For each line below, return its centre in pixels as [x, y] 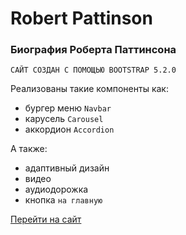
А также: [29, 149]
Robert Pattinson [81, 18]
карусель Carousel [64, 119]
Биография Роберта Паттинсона [93, 50]
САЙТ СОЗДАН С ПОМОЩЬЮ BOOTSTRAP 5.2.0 [93, 70]
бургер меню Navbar [68, 108]
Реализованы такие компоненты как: [89, 89]
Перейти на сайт [46, 219]
